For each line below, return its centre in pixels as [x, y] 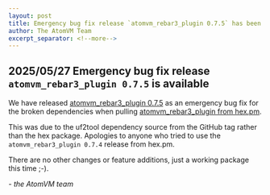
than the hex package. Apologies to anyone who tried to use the [115, 136]
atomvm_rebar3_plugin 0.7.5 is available [109, 83]
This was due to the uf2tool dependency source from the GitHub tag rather [133, 127]
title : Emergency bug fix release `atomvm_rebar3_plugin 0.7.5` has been [135, 23]
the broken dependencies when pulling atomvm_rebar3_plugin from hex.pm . [135, 112]
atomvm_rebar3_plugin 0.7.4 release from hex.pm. [91, 144]
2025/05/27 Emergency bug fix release [109, 71]
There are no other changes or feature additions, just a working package [129, 160]
